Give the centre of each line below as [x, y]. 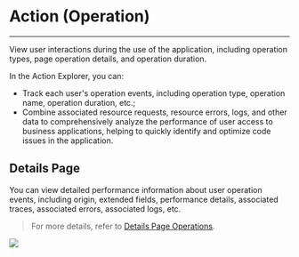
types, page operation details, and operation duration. [108, 59]
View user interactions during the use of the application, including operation [148, 49]
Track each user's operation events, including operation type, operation [154, 93]
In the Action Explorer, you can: [67, 76]
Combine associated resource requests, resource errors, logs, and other [154, 112]
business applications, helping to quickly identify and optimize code [146, 131]
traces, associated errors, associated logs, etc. [95, 209]
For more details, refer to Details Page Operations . [123, 226]
